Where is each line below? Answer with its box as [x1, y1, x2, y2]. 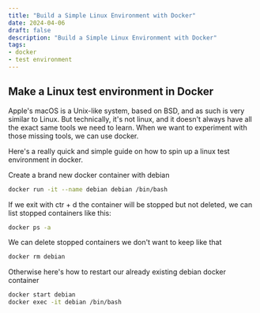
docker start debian [8, 291, 77, 299]
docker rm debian [8, 253, 66, 261]
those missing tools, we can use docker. [8, 131, 139, 141]
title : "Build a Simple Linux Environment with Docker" [8, 11, 196, 20]
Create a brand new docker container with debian [8, 170, 170, 179]
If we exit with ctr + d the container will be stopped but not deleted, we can [8, 199, 253, 209]
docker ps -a [8, 223, 51, 232]
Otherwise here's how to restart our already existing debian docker [8, 267, 227, 277]
